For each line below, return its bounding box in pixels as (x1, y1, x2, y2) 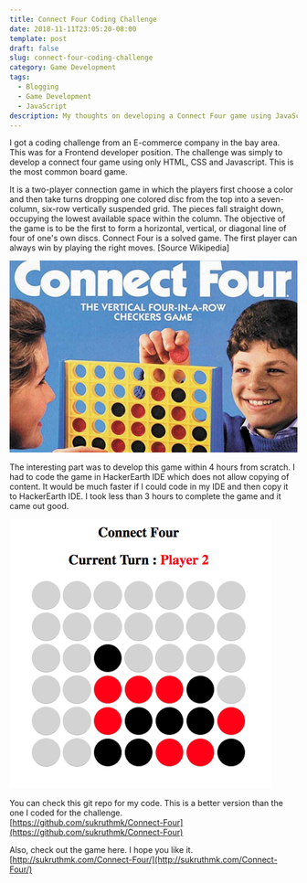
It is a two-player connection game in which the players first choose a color (9, 184, 294, 196)
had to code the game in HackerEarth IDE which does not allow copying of (9, 472, 290, 483)
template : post (9, 34, 68, 43)
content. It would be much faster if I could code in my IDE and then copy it (9, 481, 289, 493)
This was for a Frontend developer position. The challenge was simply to (9, 147, 283, 158)
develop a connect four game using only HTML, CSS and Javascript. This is (9, 156, 294, 168)
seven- (257, 194, 285, 205)
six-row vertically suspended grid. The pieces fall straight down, (41, 204, 284, 215)
